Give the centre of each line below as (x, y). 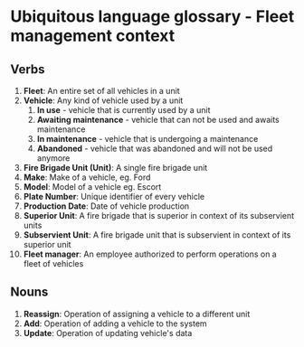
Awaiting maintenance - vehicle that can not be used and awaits (158, 120)
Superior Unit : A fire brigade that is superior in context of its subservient (159, 216)
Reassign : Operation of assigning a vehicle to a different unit (137, 314)
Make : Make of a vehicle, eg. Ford (87, 177)
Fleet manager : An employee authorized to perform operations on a (150, 254)
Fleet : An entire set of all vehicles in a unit (101, 91)
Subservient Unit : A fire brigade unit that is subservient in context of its (157, 235)
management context (93, 36)
